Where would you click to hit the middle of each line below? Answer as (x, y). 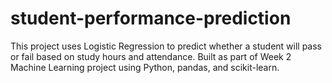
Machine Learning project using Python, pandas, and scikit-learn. (145, 67)
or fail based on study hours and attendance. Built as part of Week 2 (151, 56)
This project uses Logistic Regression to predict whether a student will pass (166, 46)
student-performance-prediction (151, 18)
